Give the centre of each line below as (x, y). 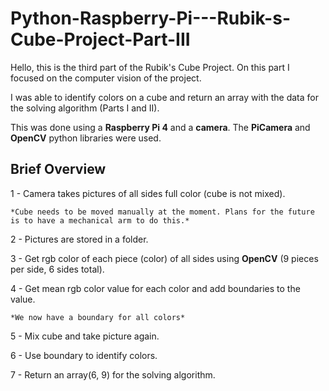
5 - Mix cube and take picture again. (85, 336)
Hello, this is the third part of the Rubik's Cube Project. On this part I (150, 67)
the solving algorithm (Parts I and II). (85, 108)
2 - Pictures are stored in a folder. (79, 239)
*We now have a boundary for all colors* (98, 317)
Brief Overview (58, 169)
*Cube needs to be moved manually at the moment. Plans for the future (162, 212)
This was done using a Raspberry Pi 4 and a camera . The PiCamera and (160, 127)
